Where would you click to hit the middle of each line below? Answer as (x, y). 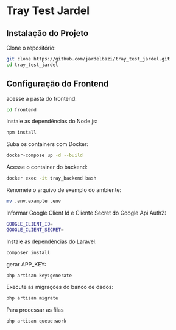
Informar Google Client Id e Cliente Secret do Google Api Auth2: (86, 213)
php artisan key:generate (39, 276)
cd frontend (21, 110)
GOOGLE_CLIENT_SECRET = (35, 230)
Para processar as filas (35, 310)
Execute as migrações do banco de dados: (60, 287)
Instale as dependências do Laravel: (51, 241)
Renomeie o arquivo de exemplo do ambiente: (64, 190)
